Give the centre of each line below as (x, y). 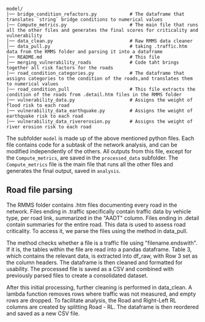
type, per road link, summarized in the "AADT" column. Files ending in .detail (103, 218)
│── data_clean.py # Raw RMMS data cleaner (99, 41)
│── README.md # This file (83, 57)
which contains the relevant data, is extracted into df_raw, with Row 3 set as (102, 256)
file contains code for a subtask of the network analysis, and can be (92, 145)
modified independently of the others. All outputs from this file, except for (99, 151)
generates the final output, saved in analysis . (64, 171)
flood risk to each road (38, 105)
